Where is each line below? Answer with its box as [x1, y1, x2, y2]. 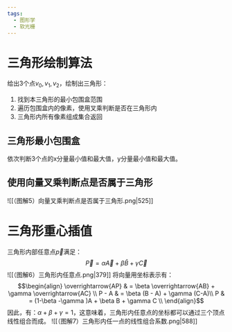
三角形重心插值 [7, 223, 93, 239]
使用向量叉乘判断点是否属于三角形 [7, 177, 153, 189]
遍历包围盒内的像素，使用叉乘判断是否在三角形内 [17, 104, 157, 112]
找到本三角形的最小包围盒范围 [17, 95, 102, 104]
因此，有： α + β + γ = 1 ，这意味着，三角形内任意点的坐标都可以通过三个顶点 [7, 308, 225, 316]
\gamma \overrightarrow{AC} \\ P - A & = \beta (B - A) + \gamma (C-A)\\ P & [8, 289, 225, 297]
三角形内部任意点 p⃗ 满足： [7, 247, 82, 256]
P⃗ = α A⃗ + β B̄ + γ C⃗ [85, 259, 148, 267]
